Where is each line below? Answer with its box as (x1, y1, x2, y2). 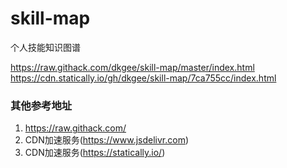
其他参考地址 (10, 98, 73, 112)
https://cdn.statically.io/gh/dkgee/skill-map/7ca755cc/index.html (10, 72, 277, 84)
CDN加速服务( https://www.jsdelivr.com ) (24, 134, 190, 146)
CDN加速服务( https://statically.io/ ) (24, 147, 166, 159)
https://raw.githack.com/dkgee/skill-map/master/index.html (10, 61, 255, 73)
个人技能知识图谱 (10, 41, 81, 53)
